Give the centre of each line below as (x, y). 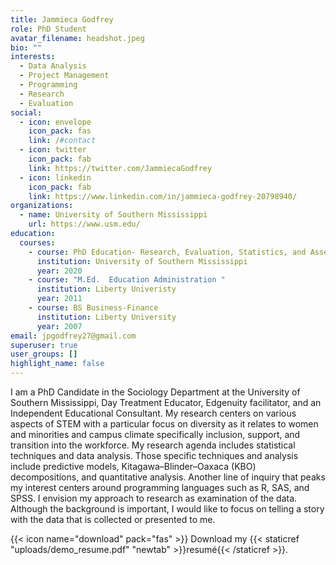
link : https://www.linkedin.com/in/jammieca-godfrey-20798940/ (163, 196)
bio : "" (26, 47)
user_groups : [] (44, 354)
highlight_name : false (57, 364)
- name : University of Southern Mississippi (113, 215)
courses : (37, 242)
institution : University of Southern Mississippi (142, 261)
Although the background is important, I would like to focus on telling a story (167, 509)
